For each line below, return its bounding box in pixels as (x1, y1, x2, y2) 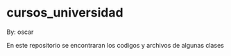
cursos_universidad (6, 5, 123, 21)
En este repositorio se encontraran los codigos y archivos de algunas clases (6, 41, 225, 49)
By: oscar (6, 28, 34, 36)
